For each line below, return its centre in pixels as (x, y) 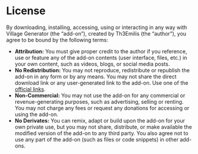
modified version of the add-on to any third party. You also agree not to (101, 133)
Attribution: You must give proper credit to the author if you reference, (101, 51)
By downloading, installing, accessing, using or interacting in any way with (97, 27)
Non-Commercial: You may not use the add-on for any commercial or (100, 95)
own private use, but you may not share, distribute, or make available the (103, 127)
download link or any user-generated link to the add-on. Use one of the (101, 83)
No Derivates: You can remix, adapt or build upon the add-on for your (100, 120)
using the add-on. (36, 114)
